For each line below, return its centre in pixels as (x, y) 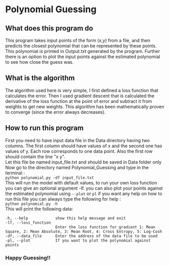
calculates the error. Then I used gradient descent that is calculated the (80, 96)
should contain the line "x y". (35, 156)
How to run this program (44, 128)
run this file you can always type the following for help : (63, 199)
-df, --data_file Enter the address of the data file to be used (81, 236)
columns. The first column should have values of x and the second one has (84, 146)
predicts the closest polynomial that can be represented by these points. (81, 46)
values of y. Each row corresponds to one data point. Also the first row (79, 151)
